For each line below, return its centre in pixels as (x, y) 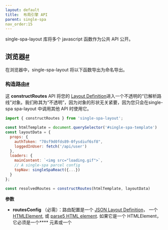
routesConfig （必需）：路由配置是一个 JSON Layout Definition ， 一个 (85, 209)
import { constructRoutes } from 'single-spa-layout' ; (64, 119)
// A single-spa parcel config (47, 165)
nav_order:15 (19, 24)
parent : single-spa (26, 19)
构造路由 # (17, 84)
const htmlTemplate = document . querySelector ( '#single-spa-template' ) (81, 128)
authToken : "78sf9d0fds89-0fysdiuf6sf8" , (58, 142)
